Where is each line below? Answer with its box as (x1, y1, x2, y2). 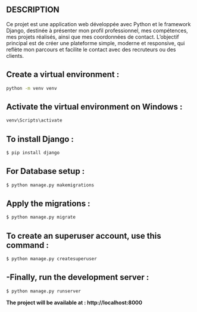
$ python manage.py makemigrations (6, 182, 95, 188)
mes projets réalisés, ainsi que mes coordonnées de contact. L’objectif (6, 33, 180, 40)
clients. (6, 52, 24, 59)
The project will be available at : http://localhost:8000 (6, 299, 143, 306)
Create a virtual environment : (6, 70, 120, 80)
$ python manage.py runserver (6, 288, 82, 294)
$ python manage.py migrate (6, 214, 76, 220)
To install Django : (6, 134, 74, 144)
